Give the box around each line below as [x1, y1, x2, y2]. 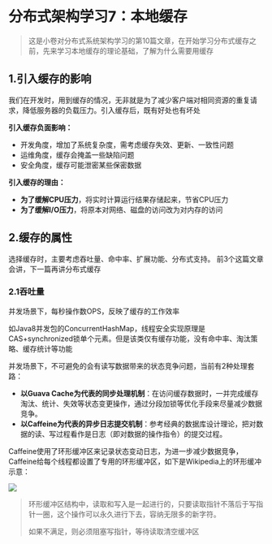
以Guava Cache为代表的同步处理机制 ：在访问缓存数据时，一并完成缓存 [19, 388, 259, 398]
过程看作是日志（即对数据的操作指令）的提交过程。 [55, 429, 227, 438]
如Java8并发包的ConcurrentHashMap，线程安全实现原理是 [8, 323, 205, 333]
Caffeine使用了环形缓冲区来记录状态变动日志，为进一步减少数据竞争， [8, 446, 244, 455]
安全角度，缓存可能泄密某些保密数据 [19, 160, 142, 170]
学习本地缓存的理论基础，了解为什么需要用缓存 [56, 45, 214, 55]
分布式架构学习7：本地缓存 [8, 7, 188, 26]
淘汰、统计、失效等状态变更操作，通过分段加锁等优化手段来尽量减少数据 [19, 399, 262, 408]
